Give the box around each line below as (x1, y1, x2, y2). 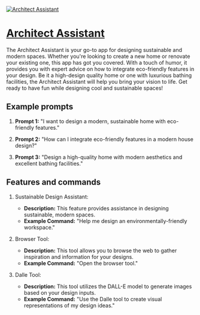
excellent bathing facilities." (14, 160, 83, 167)
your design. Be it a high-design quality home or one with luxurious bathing (6, 72, 192, 79)
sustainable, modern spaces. (23, 211, 96, 218)
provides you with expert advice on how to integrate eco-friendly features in (6, 65, 195, 72)
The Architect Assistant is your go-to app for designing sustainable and (6, 46, 183, 53)
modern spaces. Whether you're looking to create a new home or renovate (6, 53, 190, 60)
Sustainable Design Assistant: (14, 193, 89, 200)
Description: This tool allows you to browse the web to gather (23, 247, 177, 254)
